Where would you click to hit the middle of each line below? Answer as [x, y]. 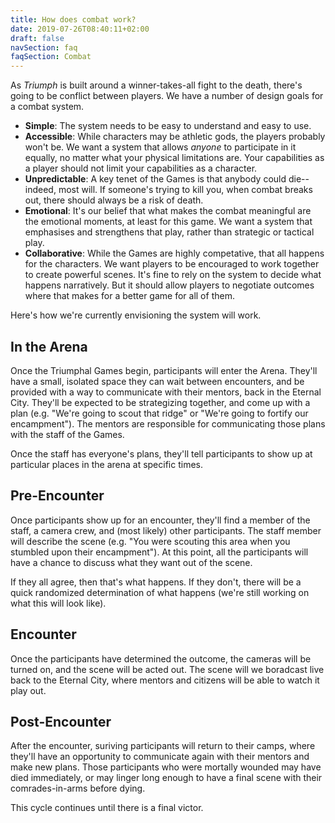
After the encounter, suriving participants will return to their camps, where [163, 746]
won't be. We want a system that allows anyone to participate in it [160, 147]
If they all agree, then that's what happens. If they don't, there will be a [156, 582]
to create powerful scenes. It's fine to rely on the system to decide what [173, 275]
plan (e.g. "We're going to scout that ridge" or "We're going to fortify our [159, 413]
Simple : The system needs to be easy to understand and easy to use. [168, 126]
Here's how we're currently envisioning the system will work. [136, 315]
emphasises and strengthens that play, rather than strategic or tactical [169, 232]
